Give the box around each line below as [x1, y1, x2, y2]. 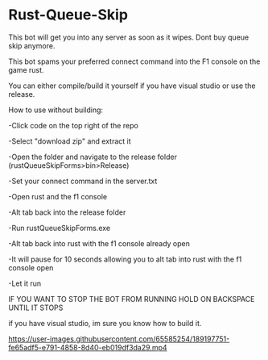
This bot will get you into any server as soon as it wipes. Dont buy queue [8, 32, 249, 42]
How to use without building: [8, 105, 103, 115]
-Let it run [8, 278, 42, 288]
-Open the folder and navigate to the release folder [8, 152, 177, 161]
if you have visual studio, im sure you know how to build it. [8, 318, 202, 328]
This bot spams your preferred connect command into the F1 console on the [8, 57, 261, 66]
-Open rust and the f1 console [8, 191, 107, 201]
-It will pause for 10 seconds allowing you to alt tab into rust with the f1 [8, 254, 242, 264]
